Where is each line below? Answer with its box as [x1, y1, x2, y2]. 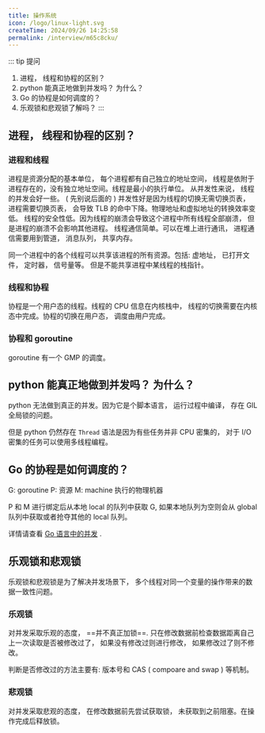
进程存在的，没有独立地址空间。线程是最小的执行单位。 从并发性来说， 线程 [8, 183, 255, 193]
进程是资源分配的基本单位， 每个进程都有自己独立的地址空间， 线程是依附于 [8, 174, 255, 183]
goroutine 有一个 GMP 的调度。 [8, 352, 110, 362]
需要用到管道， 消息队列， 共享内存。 [14, 233, 137, 243]
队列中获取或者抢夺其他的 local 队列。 [8, 512, 132, 522]
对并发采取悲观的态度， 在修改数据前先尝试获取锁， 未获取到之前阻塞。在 [8, 706, 248, 716]
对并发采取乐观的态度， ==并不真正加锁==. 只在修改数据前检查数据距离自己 [8, 628, 255, 638]
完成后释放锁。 [14, 716, 64, 726]
